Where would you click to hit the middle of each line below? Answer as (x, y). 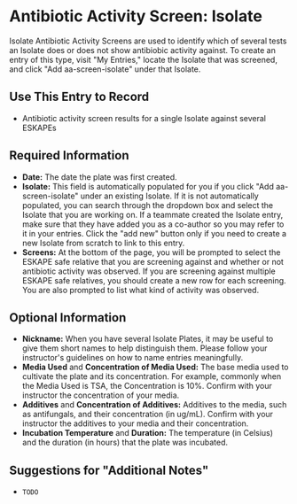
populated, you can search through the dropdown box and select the (148, 205)
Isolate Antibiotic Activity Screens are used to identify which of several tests (148, 41)
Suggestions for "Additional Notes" (109, 470)
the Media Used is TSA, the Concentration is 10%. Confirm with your (147, 386)
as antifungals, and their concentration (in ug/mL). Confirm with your (147, 415)
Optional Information (68, 318)
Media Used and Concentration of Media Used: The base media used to (155, 367)
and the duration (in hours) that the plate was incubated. (125, 442)
